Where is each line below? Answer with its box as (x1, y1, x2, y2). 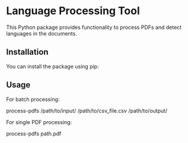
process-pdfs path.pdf (6, 130, 62, 137)
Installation (6, 47, 49, 57)
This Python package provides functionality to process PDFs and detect (6, 24, 182, 31)
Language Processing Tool (6, 4, 141, 18)
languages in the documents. (6, 30, 77, 37)
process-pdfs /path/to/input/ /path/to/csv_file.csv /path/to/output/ (6, 107, 168, 114)
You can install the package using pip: (6, 63, 99, 70)
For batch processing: (6, 96, 60, 103)
